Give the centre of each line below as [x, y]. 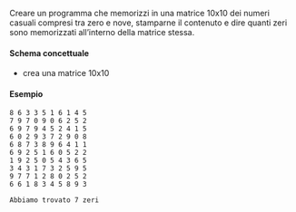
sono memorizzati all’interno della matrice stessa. [102, 32]
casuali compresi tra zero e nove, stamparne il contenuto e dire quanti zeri [148, 23]
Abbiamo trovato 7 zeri [54, 200]
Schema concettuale [49, 53]
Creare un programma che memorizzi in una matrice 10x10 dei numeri [140, 13]
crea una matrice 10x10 [66, 73]
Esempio [26, 93]
